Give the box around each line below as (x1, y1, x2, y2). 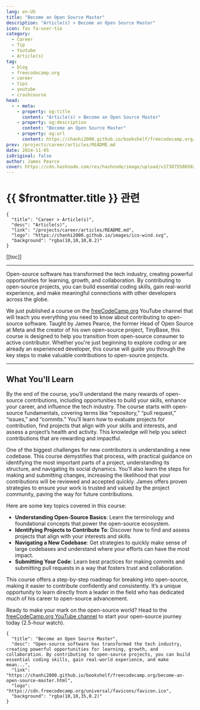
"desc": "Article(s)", (11, 222, 68, 228)
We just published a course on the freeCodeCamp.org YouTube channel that (6, 308, 193, 315)
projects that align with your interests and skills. (14, 532, 132, 540)
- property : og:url (17, 131, 65, 137)
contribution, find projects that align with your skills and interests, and (6, 421, 177, 429)
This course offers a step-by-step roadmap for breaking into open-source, (6, 576, 189, 583)
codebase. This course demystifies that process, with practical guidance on (6, 452, 192, 460)
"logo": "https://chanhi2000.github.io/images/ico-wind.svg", (11, 232, 169, 238)
